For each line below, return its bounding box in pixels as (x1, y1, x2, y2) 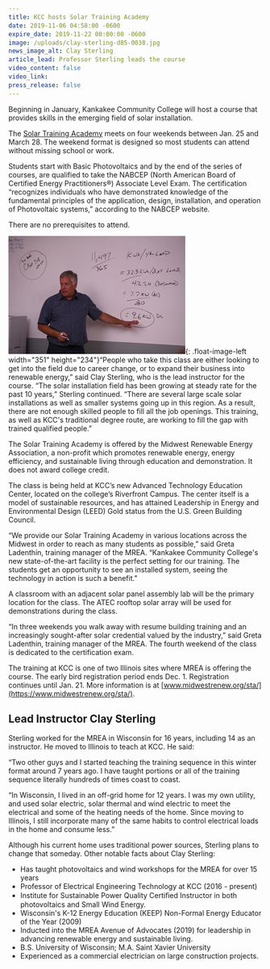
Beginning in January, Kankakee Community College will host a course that (8, 104, 258, 114)
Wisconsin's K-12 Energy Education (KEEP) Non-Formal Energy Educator (19, 908, 262, 918)
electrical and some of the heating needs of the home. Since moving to (8, 808, 244, 817)
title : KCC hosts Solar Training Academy (8, 13, 150, 21)
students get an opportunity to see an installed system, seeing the (8, 565, 228, 574)
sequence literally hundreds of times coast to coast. (8, 775, 181, 784)
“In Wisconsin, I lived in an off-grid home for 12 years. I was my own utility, (8, 791, 256, 800)
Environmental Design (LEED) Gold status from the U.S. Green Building (8, 506, 243, 516)
